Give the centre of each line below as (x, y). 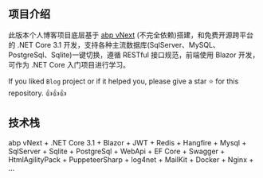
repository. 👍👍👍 (37, 93)
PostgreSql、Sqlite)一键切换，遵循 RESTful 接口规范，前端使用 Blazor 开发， (134, 55)
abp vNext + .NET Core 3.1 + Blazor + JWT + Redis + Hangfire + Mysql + (128, 142)
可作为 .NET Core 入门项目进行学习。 (69, 64)
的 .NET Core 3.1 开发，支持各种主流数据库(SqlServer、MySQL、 (114, 44)
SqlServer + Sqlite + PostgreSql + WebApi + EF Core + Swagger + (117, 151)
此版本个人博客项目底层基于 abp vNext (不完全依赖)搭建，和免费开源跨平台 (131, 35)
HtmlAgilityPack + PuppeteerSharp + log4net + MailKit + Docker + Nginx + (131, 159)
